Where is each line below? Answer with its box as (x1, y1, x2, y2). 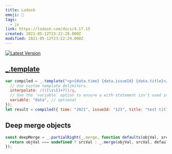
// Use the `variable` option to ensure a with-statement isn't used (10, 93, 161, 98)
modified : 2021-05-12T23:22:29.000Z (5, 36, 83, 41)
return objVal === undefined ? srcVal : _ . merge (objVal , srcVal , (10, 139, 153, 145)
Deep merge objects (5, 121, 71, 130)
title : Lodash (5, 7, 36, 13)
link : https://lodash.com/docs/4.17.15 (5, 27, 91, 32)
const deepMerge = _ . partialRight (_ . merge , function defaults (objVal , (5, 135, 159, 140)
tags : (5, 17, 17, 22)
